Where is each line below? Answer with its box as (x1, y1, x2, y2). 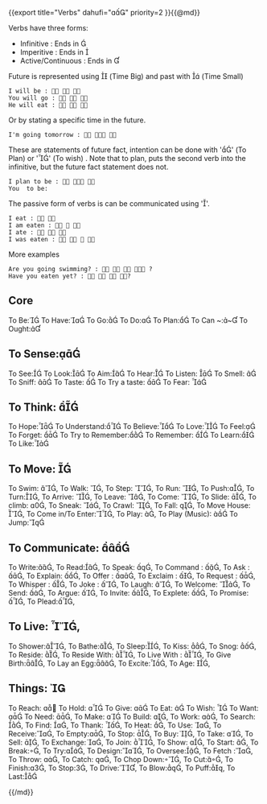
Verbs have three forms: (8, 23, 88, 32)
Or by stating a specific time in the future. (8, 115, 146, 125)
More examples (8, 249, 60, 259)
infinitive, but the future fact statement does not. (8, 162, 169, 171)
